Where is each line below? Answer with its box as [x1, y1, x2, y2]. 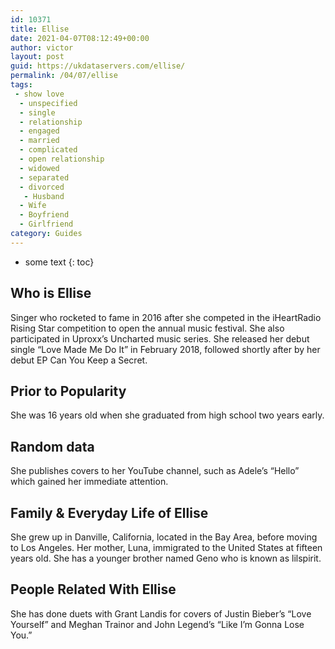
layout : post [10, 52, 65, 62]
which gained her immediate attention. [10, 476, 169, 488]
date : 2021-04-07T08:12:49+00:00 [10, 33, 150, 43]
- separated [19, 172, 70, 183]
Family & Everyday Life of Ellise [10, 504, 209, 521]
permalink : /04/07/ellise [10, 71, 118, 81]
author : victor [10, 42, 74, 53]
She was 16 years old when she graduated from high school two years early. [10, 409, 325, 421]
